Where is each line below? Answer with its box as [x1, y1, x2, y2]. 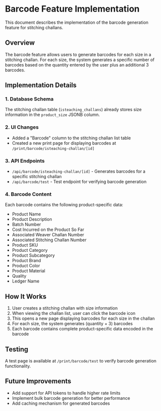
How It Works [5, 292, 47, 300]
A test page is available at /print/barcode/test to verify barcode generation [5, 358, 157, 363]
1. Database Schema [5, 96, 54, 102]
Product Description [12, 216, 52, 222]
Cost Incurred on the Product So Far [12, 227, 85, 232]
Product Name [12, 211, 41, 217]
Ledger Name [12, 278, 40, 284]
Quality [12, 273, 27, 279]
